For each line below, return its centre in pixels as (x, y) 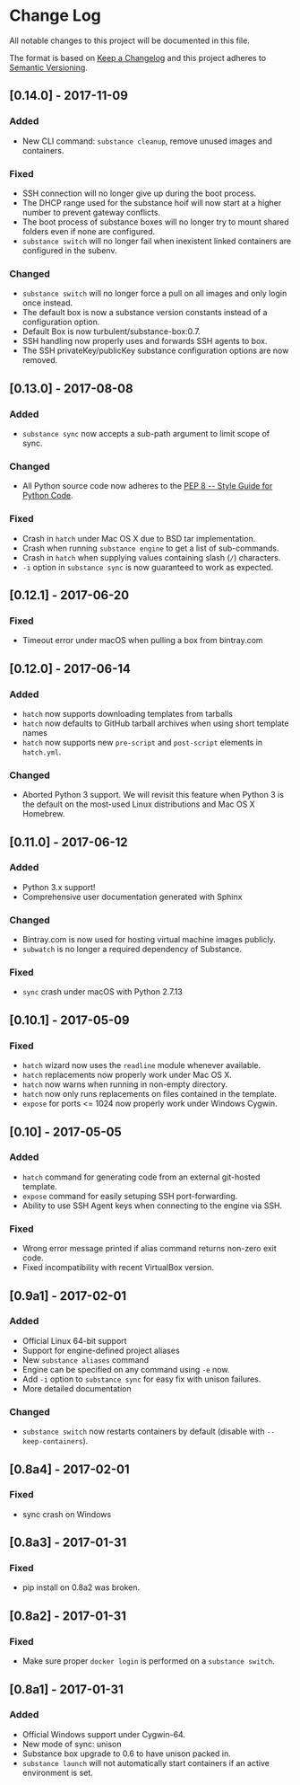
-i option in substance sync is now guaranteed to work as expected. (148, 567)
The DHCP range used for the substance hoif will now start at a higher (152, 202)
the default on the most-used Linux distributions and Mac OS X (138, 804)
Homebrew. (43, 814)
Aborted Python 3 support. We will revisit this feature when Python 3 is (153, 795)
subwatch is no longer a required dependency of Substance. (132, 950)
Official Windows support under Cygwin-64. (104, 1734)
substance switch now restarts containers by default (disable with (144, 1432)
